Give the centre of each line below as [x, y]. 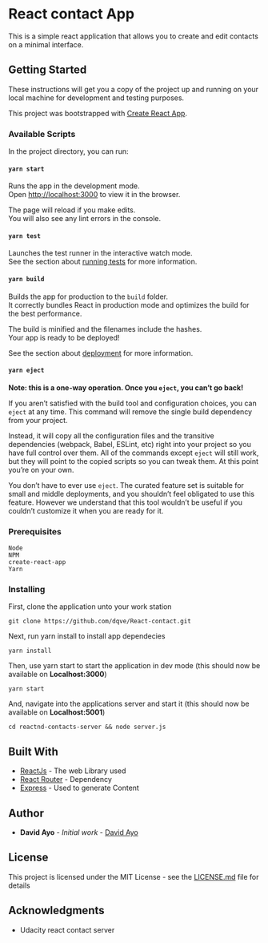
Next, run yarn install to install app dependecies [87, 636]
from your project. [38, 420]
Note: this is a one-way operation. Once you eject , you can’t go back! [126, 387]
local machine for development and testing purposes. [96, 98]
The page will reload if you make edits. [72, 210]
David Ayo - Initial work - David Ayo [79, 832]
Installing [27, 590]
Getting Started [48, 70]
